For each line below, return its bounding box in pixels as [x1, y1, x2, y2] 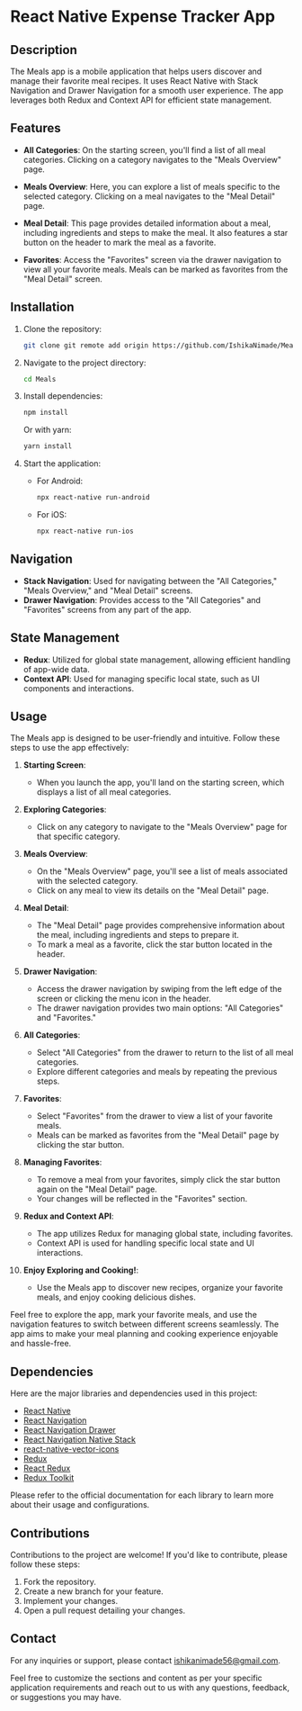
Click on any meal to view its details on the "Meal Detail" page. [36, 885, 269, 896]
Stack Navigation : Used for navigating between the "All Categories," [22, 575, 278, 586]
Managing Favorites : [22, 1157, 102, 1167]
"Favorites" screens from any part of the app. [22, 604, 192, 615]
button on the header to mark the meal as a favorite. [22, 237, 217, 248]
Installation [10, 300, 75, 315]
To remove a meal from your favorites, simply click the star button [36, 1175, 281, 1185]
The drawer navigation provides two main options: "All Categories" [36, 1003, 284, 1013]
